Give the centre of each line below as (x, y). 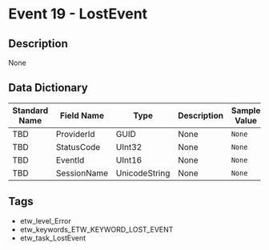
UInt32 (129, 147)
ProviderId (75, 134)
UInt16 (129, 159)
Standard (30, 111)
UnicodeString (143, 173)
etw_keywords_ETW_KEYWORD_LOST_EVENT (96, 229)
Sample (246, 111)
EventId (70, 159)
